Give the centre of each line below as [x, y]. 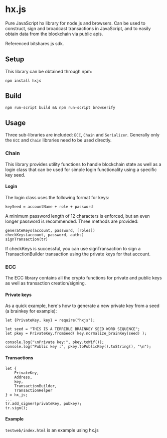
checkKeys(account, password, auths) [45, 235]
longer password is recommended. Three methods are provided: [72, 221]
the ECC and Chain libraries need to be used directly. [58, 140]
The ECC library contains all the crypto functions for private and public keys [83, 278]
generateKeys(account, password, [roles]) [50, 230]
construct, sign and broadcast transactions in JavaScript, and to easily [78, 28]
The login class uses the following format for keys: [57, 197]
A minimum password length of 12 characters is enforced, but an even [77, 216]
